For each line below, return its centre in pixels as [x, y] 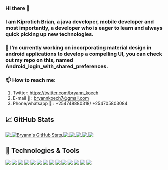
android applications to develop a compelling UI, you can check [84, 54]
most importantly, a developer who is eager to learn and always [84, 28]
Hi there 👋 [18, 8]
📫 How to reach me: [31, 80]
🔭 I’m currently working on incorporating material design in [78, 47]
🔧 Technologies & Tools [42, 151]
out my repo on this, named [39, 60]
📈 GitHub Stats [30, 120]
